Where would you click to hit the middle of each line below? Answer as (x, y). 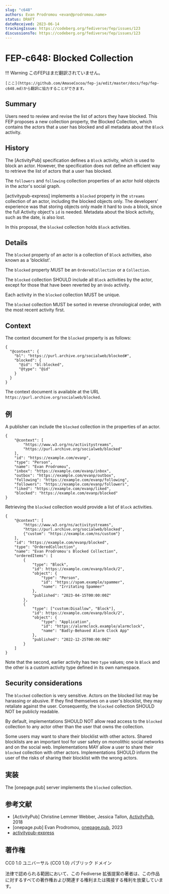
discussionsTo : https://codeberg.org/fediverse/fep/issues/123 (73, 33)
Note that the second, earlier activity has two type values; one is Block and (82, 662)
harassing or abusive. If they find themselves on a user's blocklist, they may (84, 701)
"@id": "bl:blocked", (41, 365)
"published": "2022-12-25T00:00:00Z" (72, 640)
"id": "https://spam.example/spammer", (83, 582)
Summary (21, 104)
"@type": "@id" (34, 369)
